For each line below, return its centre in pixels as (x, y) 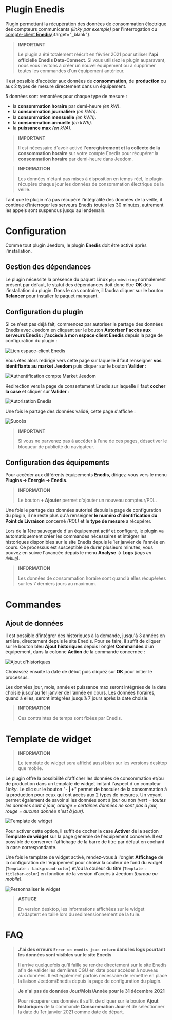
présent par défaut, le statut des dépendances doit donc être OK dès (78, 285)
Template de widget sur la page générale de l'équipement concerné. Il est (84, 836)
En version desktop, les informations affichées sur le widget (81, 909)
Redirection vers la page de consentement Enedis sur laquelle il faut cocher (85, 386)
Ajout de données (34, 623)
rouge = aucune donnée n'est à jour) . (45, 811)
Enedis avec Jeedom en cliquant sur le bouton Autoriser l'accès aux (78, 330)
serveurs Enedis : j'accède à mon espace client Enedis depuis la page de (84, 335)
